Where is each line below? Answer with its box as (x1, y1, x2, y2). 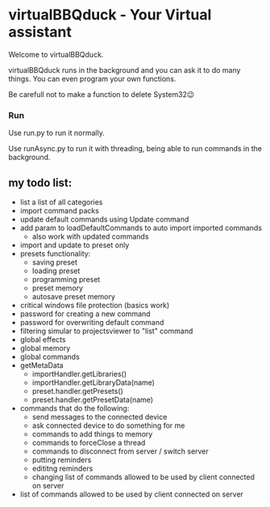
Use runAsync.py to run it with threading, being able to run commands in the (8, 144, 262, 154)
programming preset (31, 275, 101, 285)
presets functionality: (19, 249, 91, 259)
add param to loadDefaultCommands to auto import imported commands (19, 223, 263, 233)
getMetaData (19, 361, 64, 370)
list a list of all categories (19, 197, 103, 207)
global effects (19, 335, 66, 344)
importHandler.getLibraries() (31, 370, 127, 379)
